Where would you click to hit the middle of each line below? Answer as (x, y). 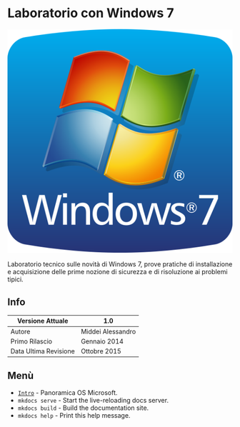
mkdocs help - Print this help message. (74, 416)
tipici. (15, 279)
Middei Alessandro (109, 331)
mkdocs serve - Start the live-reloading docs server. (93, 401)
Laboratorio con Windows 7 (91, 13)
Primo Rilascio (31, 341)
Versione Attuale (42, 321)
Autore (20, 331)
